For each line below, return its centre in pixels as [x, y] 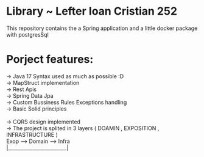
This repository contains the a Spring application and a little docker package [102, 28]
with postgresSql [27, 34]
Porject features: [50, 60]
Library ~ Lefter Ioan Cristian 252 [92, 11]
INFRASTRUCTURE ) [32, 134]
